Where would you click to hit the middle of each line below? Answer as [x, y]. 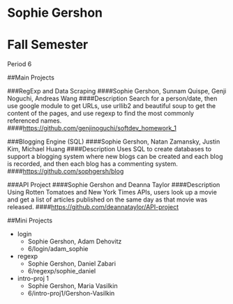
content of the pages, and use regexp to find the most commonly [100, 114]
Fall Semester [48, 45]
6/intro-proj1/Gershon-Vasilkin [71, 294]
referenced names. [35, 121]
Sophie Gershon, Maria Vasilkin [73, 286]
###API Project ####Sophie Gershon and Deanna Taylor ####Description [114, 185]
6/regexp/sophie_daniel [62, 271]
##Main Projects [31, 77]
